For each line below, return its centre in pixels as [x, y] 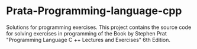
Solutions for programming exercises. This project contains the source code [99, 27]
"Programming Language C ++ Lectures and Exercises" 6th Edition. [88, 40]
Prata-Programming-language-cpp [94, 11]
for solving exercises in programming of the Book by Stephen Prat [86, 33]
